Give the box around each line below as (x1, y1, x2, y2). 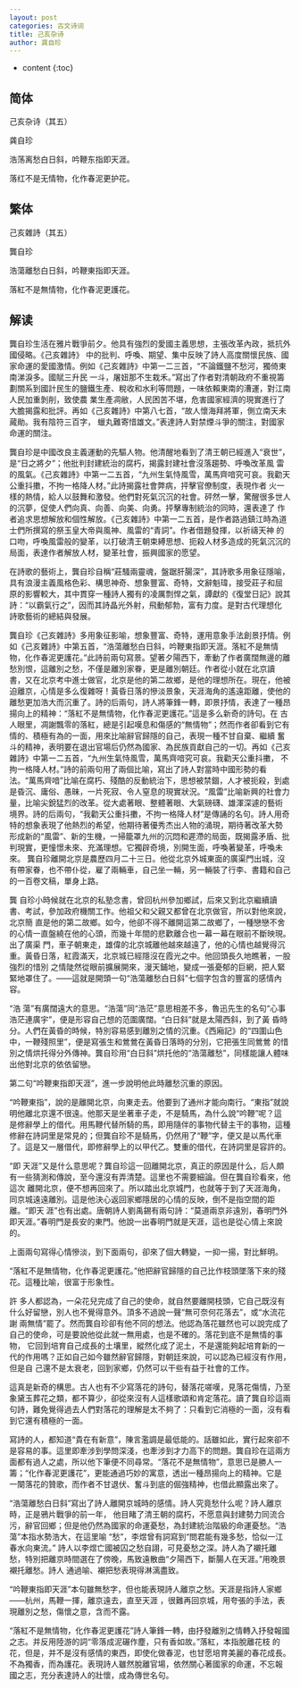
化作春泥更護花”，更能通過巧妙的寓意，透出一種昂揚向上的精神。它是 (28, 1467, 283, 1478)
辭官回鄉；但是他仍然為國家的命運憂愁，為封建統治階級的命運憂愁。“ (24, 1520, 279, 1531)
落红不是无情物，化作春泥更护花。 (9, 173, 135, 184)
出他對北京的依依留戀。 (9, 1058, 96, 1069)
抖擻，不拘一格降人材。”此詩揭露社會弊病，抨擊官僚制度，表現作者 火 (24, 480, 278, 491)
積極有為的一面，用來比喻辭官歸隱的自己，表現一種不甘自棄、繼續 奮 (32, 730, 286, 741)
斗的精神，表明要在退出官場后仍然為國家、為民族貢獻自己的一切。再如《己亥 (9, 741, 291, 752)
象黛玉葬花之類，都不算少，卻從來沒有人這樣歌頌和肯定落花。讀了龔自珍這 (9, 1392, 283, 1403)
